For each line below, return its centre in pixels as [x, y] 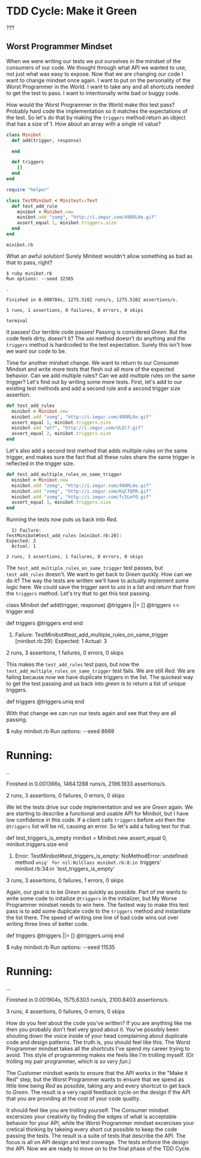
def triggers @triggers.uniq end [45, 702]
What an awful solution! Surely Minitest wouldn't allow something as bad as [100, 256]
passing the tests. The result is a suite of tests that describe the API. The [96, 1136]
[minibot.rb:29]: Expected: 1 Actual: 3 [61, 641]
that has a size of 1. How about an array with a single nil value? [84, 124]
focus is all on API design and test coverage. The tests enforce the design [97, 1142]
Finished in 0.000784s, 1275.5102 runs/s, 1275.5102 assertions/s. [92, 300]
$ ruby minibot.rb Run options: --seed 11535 [61, 947]
